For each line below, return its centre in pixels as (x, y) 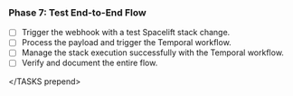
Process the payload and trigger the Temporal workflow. (126, 43)
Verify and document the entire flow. (90, 63)
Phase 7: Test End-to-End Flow (77, 13)
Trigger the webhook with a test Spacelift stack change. (126, 33)
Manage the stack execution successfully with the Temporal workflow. (152, 53)
